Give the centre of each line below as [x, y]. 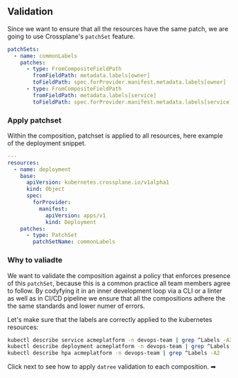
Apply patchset [34, 120]
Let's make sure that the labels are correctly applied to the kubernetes [110, 319]
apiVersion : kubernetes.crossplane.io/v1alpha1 [98, 183]
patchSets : [23, 49]
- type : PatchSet [52, 235]
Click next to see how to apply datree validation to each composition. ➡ [112, 367]
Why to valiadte [35, 260]
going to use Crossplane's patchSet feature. [71, 36]
